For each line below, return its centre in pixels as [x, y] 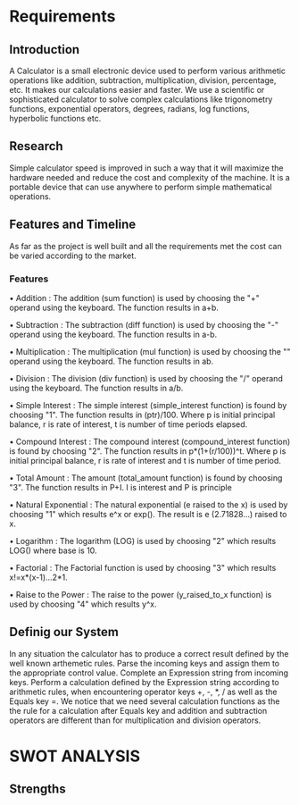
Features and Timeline [73, 225]
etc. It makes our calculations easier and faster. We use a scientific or [137, 90]
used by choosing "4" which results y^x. [83, 604]
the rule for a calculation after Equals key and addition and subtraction [138, 710]
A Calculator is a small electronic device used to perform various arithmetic [148, 71]
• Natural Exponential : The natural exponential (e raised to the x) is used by [149, 504]
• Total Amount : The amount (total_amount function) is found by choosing [146, 478]
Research [37, 146]
